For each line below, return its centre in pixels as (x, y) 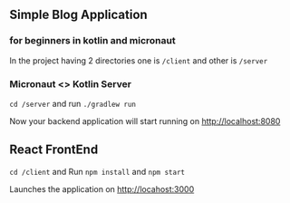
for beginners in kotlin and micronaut (92, 41)
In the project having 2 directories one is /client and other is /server (139, 60)
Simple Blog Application (78, 15)
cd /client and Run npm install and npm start (97, 171)
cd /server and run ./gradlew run (73, 103)
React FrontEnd (54, 150)
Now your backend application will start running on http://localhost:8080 (145, 121)
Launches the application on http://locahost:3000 (102, 188)
